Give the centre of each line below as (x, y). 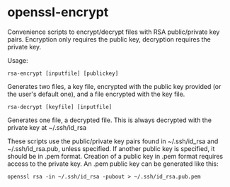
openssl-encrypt (58, 12)
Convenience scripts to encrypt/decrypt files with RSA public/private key (114, 32)
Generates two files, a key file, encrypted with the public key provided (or (114, 86)
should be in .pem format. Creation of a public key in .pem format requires (115, 156)
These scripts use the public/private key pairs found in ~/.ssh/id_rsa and (113, 141)
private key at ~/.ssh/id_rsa (47, 127)
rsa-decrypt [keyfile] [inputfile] (60, 107)
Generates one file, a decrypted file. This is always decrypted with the (110, 120)
